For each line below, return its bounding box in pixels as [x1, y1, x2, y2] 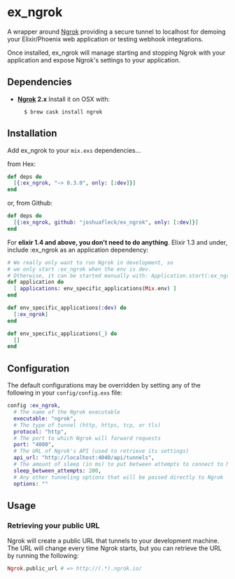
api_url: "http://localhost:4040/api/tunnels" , [13, 454, 155, 461]
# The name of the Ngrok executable [13, 409, 120, 416]
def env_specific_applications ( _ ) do [7, 330, 117, 337]
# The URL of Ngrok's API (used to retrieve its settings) [13, 448, 190, 455]
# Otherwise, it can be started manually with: [7, 272, 149, 279]
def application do [7, 278, 64, 286]
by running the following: [7, 552, 79, 560]
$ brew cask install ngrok [24, 108, 103, 116]
